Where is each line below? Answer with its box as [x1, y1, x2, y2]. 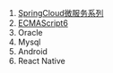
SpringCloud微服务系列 [17, 8, 104, 18]
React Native [17, 56, 65, 66]
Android [17, 46, 48, 56]
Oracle [17, 28, 43, 37]
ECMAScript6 [17, 18, 69, 28]
